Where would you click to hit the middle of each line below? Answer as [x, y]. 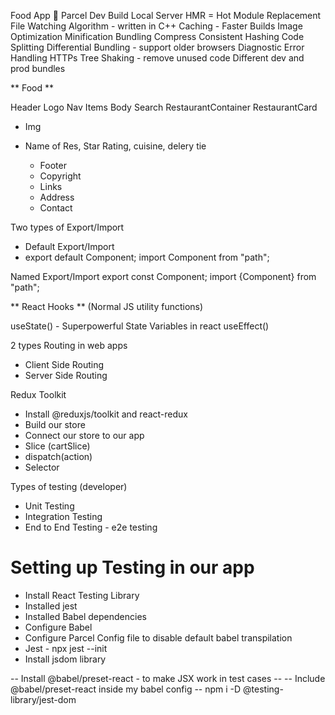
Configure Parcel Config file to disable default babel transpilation [158, 637]
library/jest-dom [43, 699]
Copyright [60, 176]
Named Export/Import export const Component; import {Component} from [163, 276]
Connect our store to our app [84, 435]
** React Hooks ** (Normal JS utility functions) [107, 306]
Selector [42, 467]
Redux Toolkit [38, 394]
